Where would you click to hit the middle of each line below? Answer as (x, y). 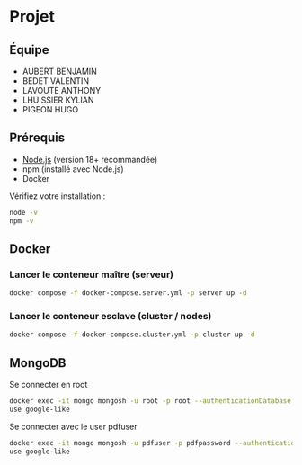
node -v (24, 212)
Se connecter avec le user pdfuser (73, 426)
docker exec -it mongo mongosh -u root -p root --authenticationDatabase (151, 401)
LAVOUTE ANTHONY (62, 90)
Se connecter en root (49, 385)
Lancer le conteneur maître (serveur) (91, 274)
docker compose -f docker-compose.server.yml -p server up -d (128, 293)
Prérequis (37, 138)
